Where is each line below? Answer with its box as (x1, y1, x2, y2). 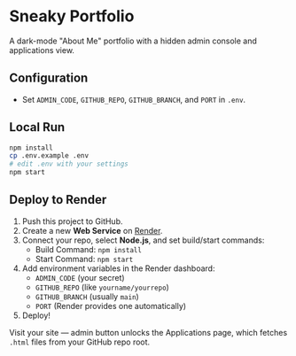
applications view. (9, 44, 75, 55)
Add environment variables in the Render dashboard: (21, 263, 215, 274)
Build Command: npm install (35, 244, 142, 254)
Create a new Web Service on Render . (21, 225, 163, 236)
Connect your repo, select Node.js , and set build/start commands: (21, 235, 265, 245)
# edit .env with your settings (9, 159, 129, 169)
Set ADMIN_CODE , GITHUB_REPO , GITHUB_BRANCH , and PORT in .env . (21, 94, 246, 104)
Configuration (9, 71, 89, 86)
